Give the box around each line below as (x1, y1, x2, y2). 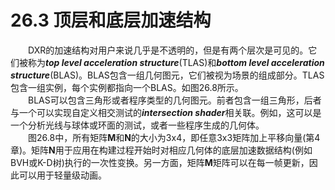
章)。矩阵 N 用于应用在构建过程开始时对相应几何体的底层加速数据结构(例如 (10, 144, 313, 156)
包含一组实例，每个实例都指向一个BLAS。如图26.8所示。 (10, 81, 244, 93)
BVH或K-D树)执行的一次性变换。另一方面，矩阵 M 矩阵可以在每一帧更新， (10, 156, 310, 168)
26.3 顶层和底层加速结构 (10, 9, 212, 32)
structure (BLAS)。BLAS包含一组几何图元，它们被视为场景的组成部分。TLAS (10, 69, 325, 81)
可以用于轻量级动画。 (18, 169, 107, 181)
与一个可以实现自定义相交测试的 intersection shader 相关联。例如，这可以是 (10, 106, 322, 118)
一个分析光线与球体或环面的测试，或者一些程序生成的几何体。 (10, 119, 265, 131)
